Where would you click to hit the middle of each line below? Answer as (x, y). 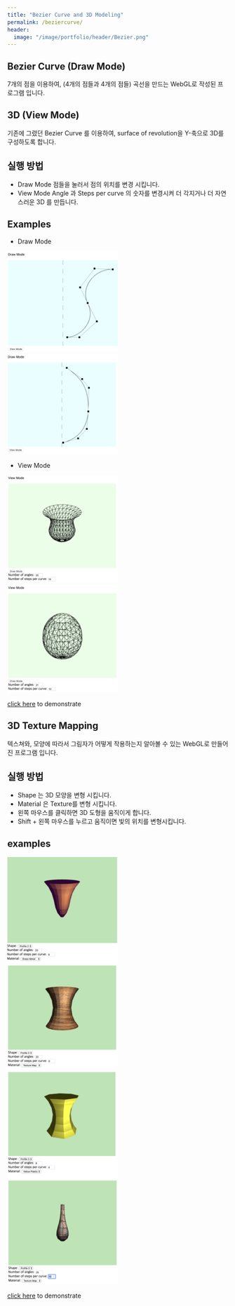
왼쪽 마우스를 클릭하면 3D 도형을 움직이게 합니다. (84, 812)
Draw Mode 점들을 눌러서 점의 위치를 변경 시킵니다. (88, 184)
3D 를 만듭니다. (57, 202)
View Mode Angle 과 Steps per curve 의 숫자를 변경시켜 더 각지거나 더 (115, 193)
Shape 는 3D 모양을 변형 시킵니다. (64, 795)
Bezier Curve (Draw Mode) (67, 66)
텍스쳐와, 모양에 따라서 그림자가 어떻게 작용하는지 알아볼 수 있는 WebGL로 (109, 743)
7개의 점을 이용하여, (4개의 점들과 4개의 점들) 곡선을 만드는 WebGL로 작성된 (112, 84)
